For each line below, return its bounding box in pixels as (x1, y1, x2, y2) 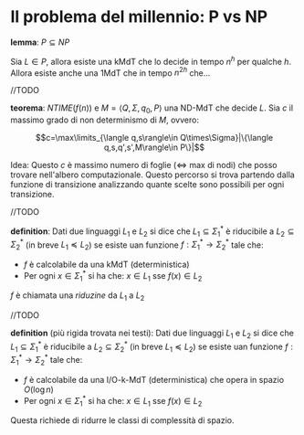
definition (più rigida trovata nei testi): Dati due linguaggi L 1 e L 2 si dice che (10, 327, 295, 340)
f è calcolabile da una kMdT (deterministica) (23, 259, 190, 270)
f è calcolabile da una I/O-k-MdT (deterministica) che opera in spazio (23, 374, 285, 385)
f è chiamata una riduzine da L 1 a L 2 (10, 290, 145, 303)
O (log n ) (23, 384, 54, 395)
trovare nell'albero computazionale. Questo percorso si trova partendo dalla (10, 169, 295, 180)
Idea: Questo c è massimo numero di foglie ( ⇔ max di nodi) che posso (10, 160, 278, 171)
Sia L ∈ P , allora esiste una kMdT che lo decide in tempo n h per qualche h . (10, 54, 291, 67)
